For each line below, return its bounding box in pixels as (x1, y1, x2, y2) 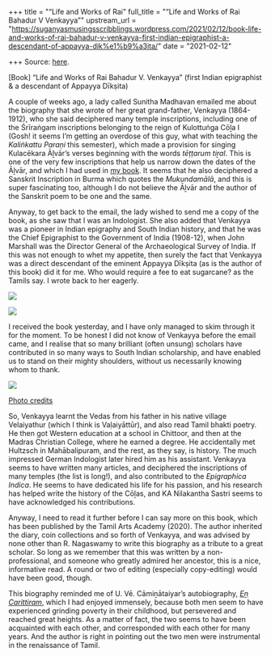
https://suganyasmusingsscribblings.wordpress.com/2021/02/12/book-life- (11, 24, 262, 33)
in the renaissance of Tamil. (8, 641, 100, 650)
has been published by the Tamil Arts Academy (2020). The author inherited (8, 522, 263, 531)
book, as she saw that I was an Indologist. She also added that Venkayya (8, 216, 251, 225)
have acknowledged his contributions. (8, 497, 136, 506)
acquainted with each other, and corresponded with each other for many (8, 623, 251, 633)
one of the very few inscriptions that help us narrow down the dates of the (8, 157, 256, 167)
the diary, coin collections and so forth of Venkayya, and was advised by (8, 530, 251, 540)
